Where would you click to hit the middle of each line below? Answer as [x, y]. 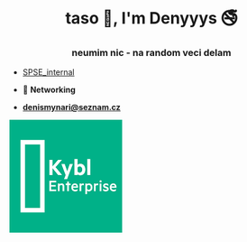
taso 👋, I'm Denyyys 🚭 [151, 19]
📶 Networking [49, 90]
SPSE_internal [48, 72]
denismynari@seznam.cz [72, 107]
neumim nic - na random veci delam [151, 53]
